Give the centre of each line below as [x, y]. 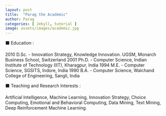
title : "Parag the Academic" [37, 14]
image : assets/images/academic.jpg [42, 28]
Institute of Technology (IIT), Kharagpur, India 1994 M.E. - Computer [75, 65]
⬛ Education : [19, 43]
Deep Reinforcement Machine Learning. [46, 108]
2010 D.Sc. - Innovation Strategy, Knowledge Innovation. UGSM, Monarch [81, 54]
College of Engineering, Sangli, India [42, 76]
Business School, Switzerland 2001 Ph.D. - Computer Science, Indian [76, 60]
